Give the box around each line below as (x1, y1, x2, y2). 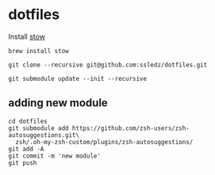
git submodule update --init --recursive (8, 74, 148, 82)
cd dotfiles (8, 117, 48, 125)
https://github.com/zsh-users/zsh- (71, 124, 190, 132)
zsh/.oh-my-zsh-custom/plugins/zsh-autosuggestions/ (15, 138, 194, 146)
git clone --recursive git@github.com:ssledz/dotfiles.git (8, 61, 208, 69)
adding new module (8, 97, 109, 110)
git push (8, 158, 37, 167)
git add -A (8, 145, 44, 153)
